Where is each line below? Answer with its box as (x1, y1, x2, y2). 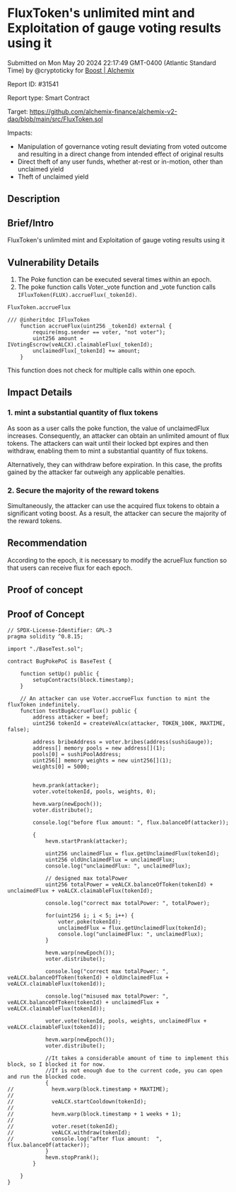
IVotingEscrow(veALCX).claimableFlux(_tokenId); (7, 341, 153, 348)
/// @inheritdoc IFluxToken (7, 316, 90, 323)
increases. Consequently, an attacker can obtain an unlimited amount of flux (7, 431, 230, 440)
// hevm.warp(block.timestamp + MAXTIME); (7, 1086, 170, 1093)
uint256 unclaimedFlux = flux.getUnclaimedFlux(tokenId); (45, 850, 220, 857)
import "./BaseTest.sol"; (7, 645, 83, 653)
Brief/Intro (7, 217, 54, 229)
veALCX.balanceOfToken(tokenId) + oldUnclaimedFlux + (7, 974, 170, 981)
